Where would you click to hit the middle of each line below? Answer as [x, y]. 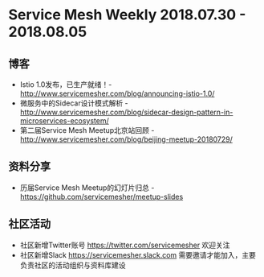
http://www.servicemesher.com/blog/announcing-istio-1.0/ [117, 93]
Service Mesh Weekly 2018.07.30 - [127, 15]
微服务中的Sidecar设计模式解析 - [74, 103]
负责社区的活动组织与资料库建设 [73, 265]
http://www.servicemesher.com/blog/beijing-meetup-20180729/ [126, 139]
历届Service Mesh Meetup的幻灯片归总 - [87, 188]
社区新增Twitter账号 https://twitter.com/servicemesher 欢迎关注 [125, 245]
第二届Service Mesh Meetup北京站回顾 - [87, 130]
